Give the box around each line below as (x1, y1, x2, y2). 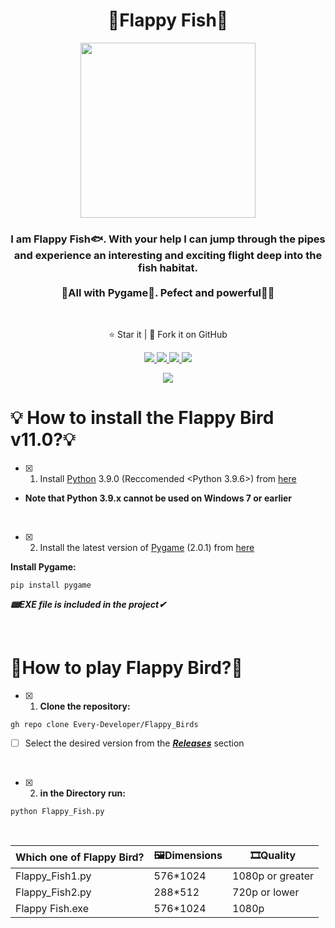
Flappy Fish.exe (15, 902, 90, 916)
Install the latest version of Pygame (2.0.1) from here (39, 542, 255, 554)
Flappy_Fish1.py (15, 869, 92, 883)
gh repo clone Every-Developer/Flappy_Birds (10, 720, 199, 730)
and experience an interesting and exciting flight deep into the (13, 248, 323, 262)
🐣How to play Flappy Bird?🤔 (10, 657, 243, 679)
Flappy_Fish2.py (15, 885, 92, 899)
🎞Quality (249, 849, 297, 863)
